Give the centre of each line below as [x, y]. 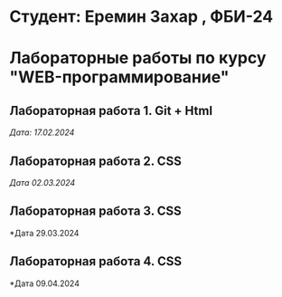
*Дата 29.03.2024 [44, 233]
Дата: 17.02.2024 [42, 132]
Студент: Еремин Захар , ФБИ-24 [141, 17]
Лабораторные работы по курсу [138, 58]
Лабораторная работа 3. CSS [96, 211]
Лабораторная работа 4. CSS [96, 261]
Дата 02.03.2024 [42, 182]
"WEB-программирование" [119, 77]
